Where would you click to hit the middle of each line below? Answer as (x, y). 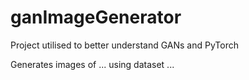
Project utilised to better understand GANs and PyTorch (124, 45)
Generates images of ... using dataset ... (92, 64)
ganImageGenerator (96, 17)
